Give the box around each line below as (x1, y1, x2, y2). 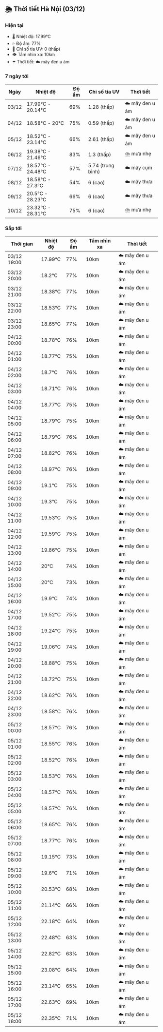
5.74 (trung (88, 162, 114, 169)
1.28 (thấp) (88, 104, 114, 111)
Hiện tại (5, 22, 24, 29)
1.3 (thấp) (88, 151, 112, 158)
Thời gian (10, 240, 33, 247)
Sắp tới (5, 225, 22, 232)
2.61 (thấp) (88, 136, 114, 143)
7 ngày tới (5, 73, 29, 79)
